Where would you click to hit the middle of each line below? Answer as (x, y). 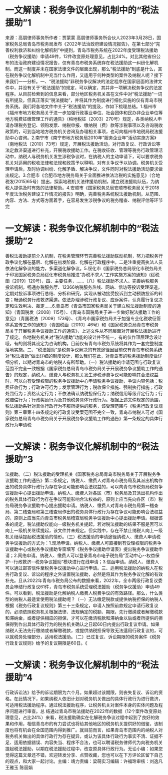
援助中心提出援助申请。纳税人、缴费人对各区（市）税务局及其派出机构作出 (86, 493)
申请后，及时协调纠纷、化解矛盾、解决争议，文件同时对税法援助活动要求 (84, 169)
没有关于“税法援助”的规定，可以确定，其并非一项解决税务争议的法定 (92, 88)
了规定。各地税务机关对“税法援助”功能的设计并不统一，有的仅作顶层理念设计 (84, 337)
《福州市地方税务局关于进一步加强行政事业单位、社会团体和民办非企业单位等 (84, 113)
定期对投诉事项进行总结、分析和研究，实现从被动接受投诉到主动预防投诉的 (82, 293)
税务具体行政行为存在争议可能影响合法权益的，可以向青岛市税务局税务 (86, 486)
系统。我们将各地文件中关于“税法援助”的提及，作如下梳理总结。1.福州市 (83, 106)
